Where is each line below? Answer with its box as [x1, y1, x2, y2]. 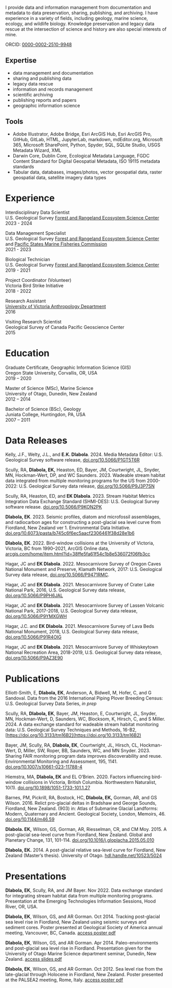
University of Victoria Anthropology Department [5, 303, 106, 309]
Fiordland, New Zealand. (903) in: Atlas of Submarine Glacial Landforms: [5, 805, 158, 811]
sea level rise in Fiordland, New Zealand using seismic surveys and [5, 919, 147, 925]
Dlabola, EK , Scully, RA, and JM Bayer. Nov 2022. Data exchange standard [5, 887, 163, 893]
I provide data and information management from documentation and [5, 5, 151, 10]
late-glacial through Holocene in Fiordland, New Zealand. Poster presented [5, 972, 163, 978]
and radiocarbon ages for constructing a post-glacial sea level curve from [5, 519, 161, 525]
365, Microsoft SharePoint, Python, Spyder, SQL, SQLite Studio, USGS [12, 142, 160, 148]
